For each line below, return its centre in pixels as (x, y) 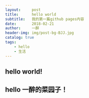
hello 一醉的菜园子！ (36, 90)
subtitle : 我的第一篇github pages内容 (45, 19)
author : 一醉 (22, 28)
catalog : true (20, 38)
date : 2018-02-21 (30, 24)
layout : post (23, 10)
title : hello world (31, 14)
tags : (11, 42)
